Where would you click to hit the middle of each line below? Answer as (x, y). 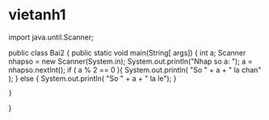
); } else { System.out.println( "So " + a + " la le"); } (92, 78)
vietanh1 (37, 15)
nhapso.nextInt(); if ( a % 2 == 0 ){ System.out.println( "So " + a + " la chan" (135, 69)
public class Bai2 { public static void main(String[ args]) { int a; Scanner (127, 52)
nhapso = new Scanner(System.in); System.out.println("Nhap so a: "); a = (130, 61)
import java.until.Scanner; (51, 37)
